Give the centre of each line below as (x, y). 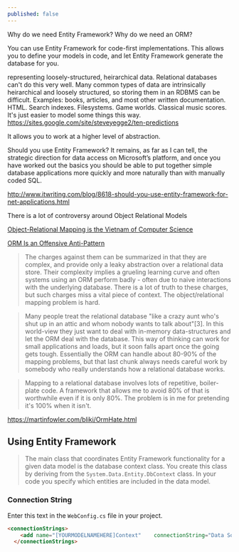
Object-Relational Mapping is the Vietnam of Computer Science (100, 229)
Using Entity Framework (62, 442)
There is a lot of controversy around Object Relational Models (97, 215)
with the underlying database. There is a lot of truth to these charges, (127, 287)
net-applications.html (38, 202)
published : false (33, 14)
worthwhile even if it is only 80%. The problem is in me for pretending (127, 398)
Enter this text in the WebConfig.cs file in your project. (85, 515)
